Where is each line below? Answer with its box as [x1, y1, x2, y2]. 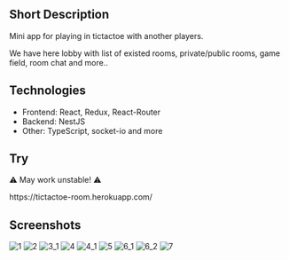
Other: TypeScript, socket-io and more [21, 125, 163, 136]
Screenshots [9, 217, 82, 232]
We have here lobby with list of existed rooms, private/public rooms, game [9, 48, 281, 59]
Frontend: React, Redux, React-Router [21, 106, 161, 117]
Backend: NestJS [21, 115, 86, 127]
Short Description [9, 7, 110, 22]
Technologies [9, 83, 87, 98]
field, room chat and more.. [9, 57, 108, 67]
